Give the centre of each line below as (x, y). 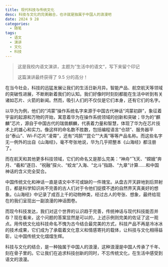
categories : (17, 24)
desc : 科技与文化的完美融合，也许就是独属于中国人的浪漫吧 (58, 14)
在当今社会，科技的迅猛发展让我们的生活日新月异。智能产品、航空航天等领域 (84, 87)
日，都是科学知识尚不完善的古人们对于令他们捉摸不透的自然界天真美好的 (79, 188)
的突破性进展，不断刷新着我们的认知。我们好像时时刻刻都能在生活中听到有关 (84, 94)
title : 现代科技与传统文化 (30, 10)
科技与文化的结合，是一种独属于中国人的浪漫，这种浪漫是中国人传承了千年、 (84, 247)
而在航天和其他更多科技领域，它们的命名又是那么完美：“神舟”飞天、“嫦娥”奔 (83, 159)
